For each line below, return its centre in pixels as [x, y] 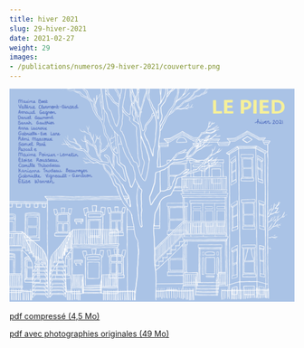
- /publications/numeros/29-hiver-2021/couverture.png [115, 67]
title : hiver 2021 [44, 19]
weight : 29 [30, 48]
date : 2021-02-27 [42, 38]
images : [24, 57]
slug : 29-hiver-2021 [48, 28]
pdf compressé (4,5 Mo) [55, 316]
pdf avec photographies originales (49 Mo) [90, 334]
